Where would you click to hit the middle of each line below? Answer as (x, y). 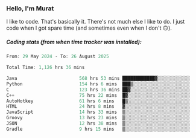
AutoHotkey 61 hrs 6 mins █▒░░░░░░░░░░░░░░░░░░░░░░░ (98, 101)
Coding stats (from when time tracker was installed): (74, 42)
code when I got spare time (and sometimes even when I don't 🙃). (89, 28)
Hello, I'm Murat (30, 8)
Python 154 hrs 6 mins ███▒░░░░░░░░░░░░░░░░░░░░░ (98, 84)
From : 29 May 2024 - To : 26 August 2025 (58, 57)
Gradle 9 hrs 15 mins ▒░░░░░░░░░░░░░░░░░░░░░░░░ (98, 129)
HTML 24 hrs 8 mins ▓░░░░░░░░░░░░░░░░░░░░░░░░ (98, 107)
